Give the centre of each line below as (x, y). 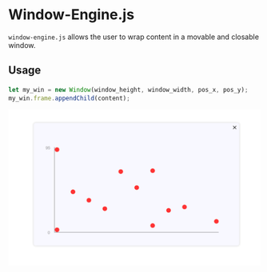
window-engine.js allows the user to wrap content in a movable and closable (134, 37)
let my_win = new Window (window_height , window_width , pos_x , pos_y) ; (128, 89)
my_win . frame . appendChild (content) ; (69, 98)
